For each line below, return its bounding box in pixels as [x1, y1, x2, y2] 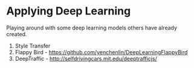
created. [6, 30, 27, 37]
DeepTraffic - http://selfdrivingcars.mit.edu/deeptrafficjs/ [15, 55, 157, 62]
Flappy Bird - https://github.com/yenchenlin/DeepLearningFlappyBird [15, 48, 188, 55]
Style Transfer [15, 42, 51, 49]
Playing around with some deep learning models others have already [6, 24, 177, 31]
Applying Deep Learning [6, 4, 131, 18]
